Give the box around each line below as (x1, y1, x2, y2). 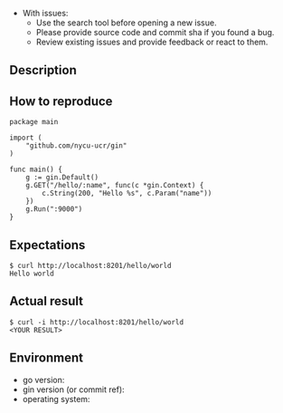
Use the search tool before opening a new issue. (35, 17, 217, 28)
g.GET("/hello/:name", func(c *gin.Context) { (25, 181, 204, 190)
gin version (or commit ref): (22, 384, 125, 395)
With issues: (22, 8, 69, 18)
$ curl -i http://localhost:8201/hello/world (9, 317, 184, 327)
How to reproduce (9, 93, 113, 109)
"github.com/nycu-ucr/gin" (25, 141, 127, 150)
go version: (22, 374, 65, 385)
